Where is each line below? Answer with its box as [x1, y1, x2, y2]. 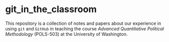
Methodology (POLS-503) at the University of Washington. [5, 31, 128, 37]
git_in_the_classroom [5, 4, 97, 15]
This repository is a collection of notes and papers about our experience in [5, 20, 161, 26]
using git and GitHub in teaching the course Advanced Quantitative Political [5, 25, 164, 31]
